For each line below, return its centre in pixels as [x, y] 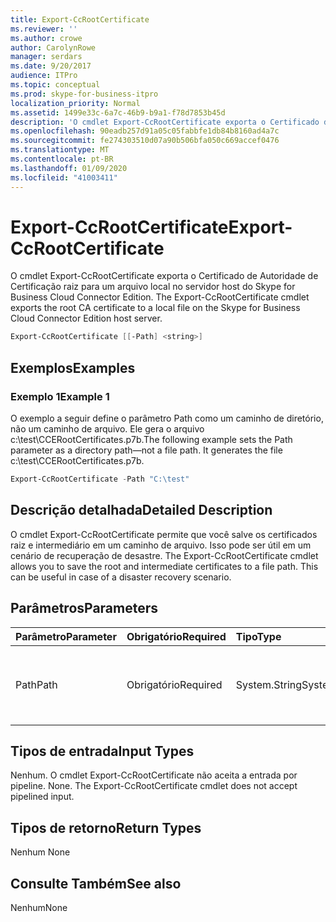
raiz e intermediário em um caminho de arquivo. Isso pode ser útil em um [161, 545]
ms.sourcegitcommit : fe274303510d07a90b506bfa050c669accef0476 [145, 141]
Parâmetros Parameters [84, 608]
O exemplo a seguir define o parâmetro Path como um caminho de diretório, [167, 418]
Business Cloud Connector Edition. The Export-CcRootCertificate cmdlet [160, 297]
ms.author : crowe [46, 38]
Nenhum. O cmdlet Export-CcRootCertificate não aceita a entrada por [154, 775]
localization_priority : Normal [75, 103]
